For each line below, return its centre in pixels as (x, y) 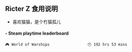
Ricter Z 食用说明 (32, 9)
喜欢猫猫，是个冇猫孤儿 (36, 22)
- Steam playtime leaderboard (37, 33)
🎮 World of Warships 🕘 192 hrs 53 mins (66, 45)
